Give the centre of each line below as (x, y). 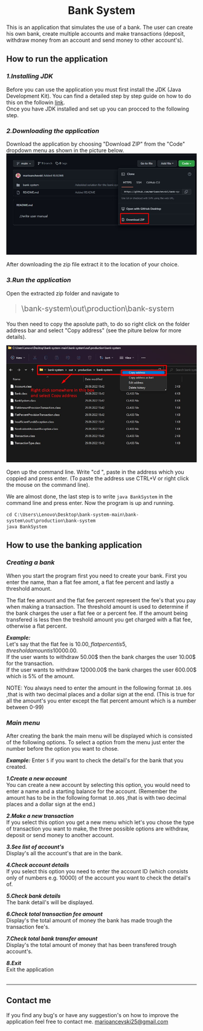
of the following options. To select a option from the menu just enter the (95, 742)
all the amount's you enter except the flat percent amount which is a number (101, 701)
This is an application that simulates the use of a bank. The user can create (100, 27)
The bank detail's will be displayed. (50, 902)
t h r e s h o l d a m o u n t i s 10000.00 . (42, 650)
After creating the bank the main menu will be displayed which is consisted (99, 736)
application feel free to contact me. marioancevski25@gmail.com (87, 1021)
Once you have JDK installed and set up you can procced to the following (98, 109)
